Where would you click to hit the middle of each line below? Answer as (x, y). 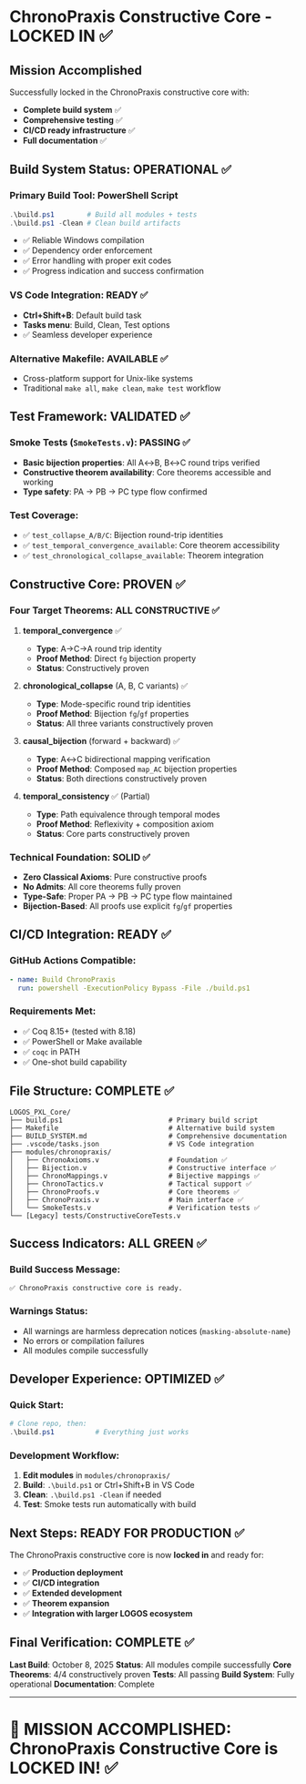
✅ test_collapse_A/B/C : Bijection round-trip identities (123, 535)
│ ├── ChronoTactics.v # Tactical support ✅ (131, 1184)
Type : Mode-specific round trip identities (113, 704)
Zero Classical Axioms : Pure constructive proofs (115, 877)
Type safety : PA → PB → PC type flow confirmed (115, 491)
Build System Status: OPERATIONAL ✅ (121, 170)
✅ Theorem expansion (66, 1604)
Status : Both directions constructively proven (122, 778)
